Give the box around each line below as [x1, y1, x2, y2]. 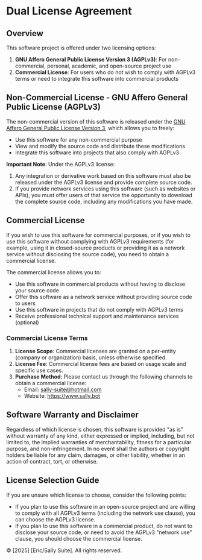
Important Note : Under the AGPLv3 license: [6, 160, 115, 168]
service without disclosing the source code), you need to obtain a [6, 250, 169, 257]
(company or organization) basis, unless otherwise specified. [14, 354, 167, 361]
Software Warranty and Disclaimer [6, 410, 139, 420]
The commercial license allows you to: [6, 268, 101, 275]
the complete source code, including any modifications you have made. [14, 198, 193, 205]
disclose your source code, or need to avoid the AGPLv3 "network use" [14, 529, 192, 536]
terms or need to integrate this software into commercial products [14, 75, 179, 82]
